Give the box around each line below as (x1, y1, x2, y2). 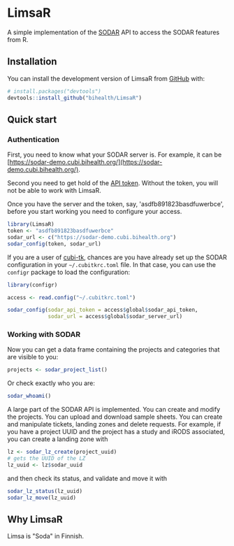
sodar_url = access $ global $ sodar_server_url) (47, 313, 183, 320)
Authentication (7, 134, 59, 144)
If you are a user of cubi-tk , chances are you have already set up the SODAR (7, 253, 227, 261)
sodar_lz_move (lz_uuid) (7, 494, 77, 501)
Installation (7, 56, 57, 68)
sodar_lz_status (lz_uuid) (7, 487, 82, 494)
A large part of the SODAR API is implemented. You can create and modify (7, 405, 221, 414)
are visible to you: (7, 353, 59, 361)
